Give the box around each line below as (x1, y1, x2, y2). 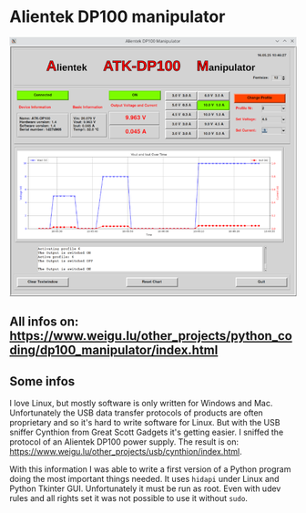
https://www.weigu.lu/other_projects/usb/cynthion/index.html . (9, 446, 243, 457)
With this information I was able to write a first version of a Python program (9, 464, 291, 475)
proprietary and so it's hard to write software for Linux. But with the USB (9, 417, 280, 427)
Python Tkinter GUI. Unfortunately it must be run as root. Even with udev (9, 483, 281, 494)
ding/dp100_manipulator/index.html (9, 343, 219, 358)
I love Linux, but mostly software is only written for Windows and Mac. (9, 398, 273, 408)
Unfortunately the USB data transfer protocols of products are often (9, 407, 264, 418)
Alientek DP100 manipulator (9, 6, 226, 27)
